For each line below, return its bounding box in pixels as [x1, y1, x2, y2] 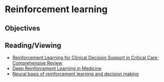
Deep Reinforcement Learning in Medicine [12, 65, 102, 72]
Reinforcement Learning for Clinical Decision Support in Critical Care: [12, 54, 159, 61]
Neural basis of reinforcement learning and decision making [12, 71, 139, 77]
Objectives [5, 24, 40, 33]
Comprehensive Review [12, 60, 63, 66]
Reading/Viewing [5, 41, 61, 49]
